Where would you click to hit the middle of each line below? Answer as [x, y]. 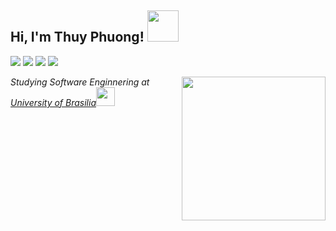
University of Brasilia [53, 102]
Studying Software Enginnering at [80, 82]
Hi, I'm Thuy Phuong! [77, 37]
